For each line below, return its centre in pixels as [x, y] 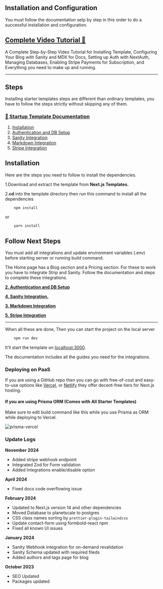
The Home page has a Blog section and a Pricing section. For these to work [81, 267]
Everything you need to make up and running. [51, 67]
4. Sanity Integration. [27, 296]
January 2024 [20, 537]
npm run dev [26, 338]
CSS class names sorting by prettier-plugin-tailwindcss [70, 518]
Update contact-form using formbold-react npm [60, 523]
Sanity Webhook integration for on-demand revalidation [68, 547]
